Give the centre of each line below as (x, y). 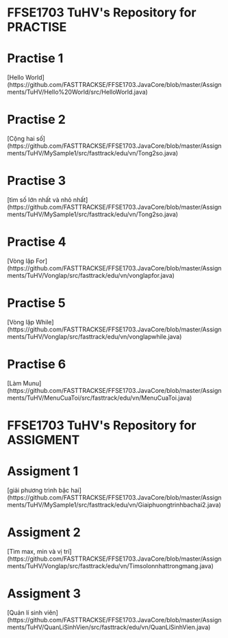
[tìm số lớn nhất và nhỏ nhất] (48, 200)
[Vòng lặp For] (27, 261)
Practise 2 (37, 119)
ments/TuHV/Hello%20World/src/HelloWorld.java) (78, 92)
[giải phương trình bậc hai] (45, 490)
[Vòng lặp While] (30, 322)
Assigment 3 (44, 594)
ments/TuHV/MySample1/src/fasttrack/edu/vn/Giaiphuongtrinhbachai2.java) (114, 505)
